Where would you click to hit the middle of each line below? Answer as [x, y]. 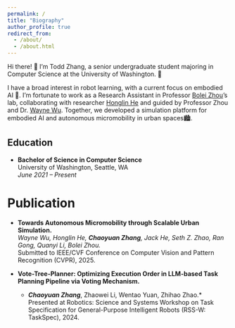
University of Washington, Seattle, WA [73, 167]
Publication [41, 203]
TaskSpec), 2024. [53, 317]
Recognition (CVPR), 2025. [56, 260]
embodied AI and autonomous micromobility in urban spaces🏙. [100, 118]
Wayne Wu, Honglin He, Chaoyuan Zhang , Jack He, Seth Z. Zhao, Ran [121, 237]
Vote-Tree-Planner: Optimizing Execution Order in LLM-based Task [118, 273]
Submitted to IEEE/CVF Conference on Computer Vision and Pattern [116, 252]
